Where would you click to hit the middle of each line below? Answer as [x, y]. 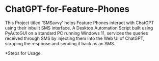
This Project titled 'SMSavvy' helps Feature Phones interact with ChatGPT [80, 23]
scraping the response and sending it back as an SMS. [60, 43]
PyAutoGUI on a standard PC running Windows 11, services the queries [77, 33]
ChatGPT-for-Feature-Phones [67, 9]
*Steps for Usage [23, 53]
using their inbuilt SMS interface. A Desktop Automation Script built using [79, 28]
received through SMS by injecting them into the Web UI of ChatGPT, [75, 38]
